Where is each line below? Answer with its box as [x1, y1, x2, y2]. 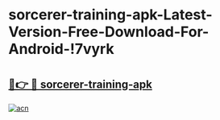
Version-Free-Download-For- [8, 23, 210, 41]
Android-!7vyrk [8, 40, 114, 58]
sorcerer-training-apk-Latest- [8, 6, 213, 24]
